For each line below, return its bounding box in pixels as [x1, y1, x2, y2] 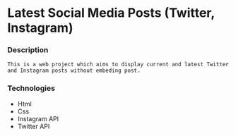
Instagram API [17, 114, 59, 123]
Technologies [7, 83, 55, 93]
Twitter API [17, 122, 50, 130]
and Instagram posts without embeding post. [7, 67, 141, 75]
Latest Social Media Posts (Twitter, [7, 5, 216, 21]
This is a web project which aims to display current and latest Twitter [7, 61, 230, 68]
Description [7, 45, 49, 55]
